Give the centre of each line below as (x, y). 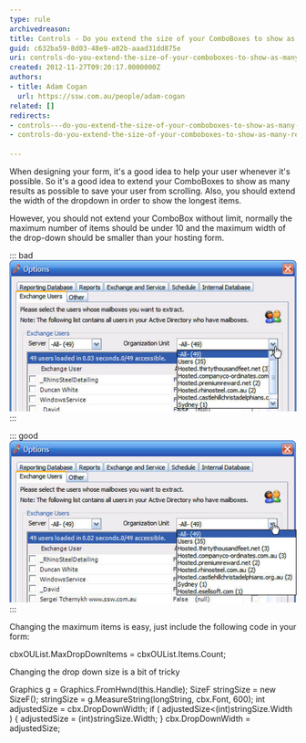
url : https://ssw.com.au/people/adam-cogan (101, 96)
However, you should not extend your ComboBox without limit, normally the (151, 218)
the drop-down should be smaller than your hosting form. (117, 238)
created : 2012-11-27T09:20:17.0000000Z (85, 68)
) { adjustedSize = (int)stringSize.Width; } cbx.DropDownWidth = (130, 718)
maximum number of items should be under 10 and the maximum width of (148, 228)
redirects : (30, 115)
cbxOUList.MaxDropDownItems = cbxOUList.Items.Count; (117, 654)
